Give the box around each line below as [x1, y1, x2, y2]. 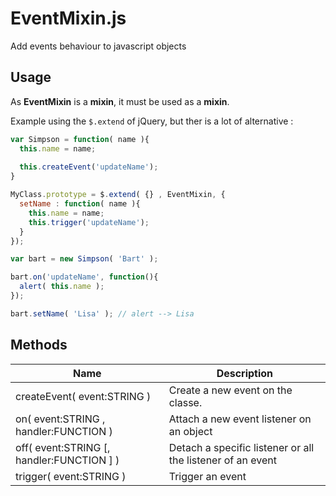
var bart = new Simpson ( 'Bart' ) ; [10, 254, 159, 264]
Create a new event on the [168, 383, 293, 397]
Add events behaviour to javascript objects [10, 40, 187, 52]
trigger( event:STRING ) [15, 469, 127, 483]
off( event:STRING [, [15, 440, 111, 454]
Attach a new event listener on [168, 412, 312, 426]
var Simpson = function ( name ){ [10, 134, 150, 144]
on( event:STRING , [15, 412, 106, 426]
